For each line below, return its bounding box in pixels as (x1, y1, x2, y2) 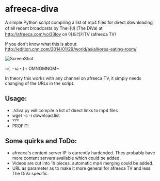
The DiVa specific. (12, 170, 49, 176)
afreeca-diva (5, 3, 59, 15)
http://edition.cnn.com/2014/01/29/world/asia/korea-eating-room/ (5, 46, 137, 52)
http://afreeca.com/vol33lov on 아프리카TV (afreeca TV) (5, 31, 116, 37)
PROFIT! (12, 123, 29, 129)
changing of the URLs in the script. (5, 80, 75, 86)
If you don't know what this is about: (5, 41, 78, 47)
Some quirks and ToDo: (5, 137, 77, 145)
